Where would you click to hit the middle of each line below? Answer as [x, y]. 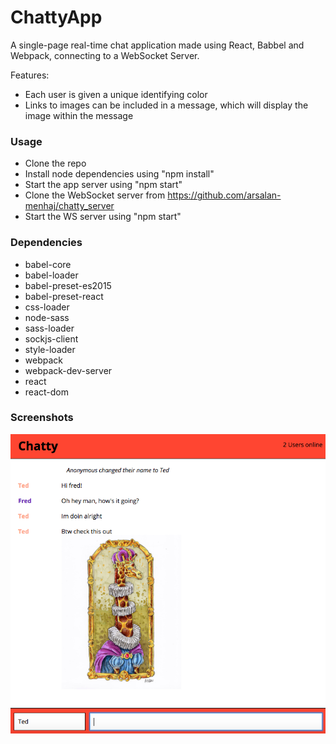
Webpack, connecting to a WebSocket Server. [105, 55]
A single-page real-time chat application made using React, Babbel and [157, 45]
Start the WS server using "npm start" [103, 217]
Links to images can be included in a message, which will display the [166, 105]
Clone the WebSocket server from [95, 195]
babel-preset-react [64, 296]
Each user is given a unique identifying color [116, 94]
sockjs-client [51, 338]
